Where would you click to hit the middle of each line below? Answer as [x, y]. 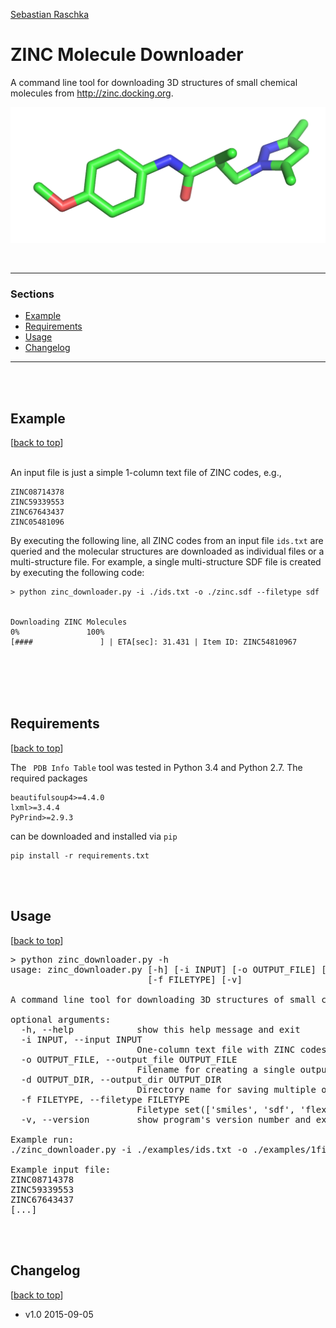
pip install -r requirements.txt [80, 855]
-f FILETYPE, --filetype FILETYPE [105, 1099]
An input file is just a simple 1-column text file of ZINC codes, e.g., [146, 473]
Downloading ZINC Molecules [69, 622]
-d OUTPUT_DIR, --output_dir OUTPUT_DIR [121, 1079]
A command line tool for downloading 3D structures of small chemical [154, 82]
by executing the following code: [77, 573]
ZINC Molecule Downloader [127, 55]
